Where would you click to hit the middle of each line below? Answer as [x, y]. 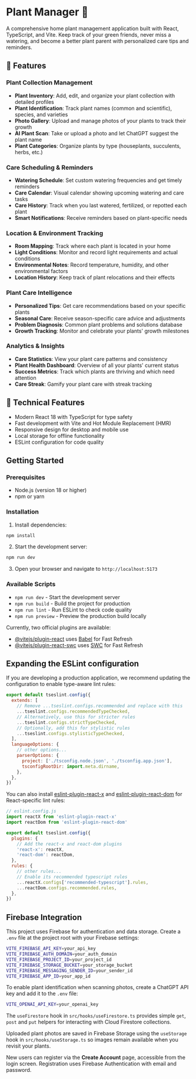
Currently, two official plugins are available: [59, 627]
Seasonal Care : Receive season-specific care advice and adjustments [100, 318]
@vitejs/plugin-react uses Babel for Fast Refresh [74, 639]
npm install [21, 535]
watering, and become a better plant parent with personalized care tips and [98, 41]
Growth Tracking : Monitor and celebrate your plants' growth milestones [102, 331]
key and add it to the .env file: [42, 994]
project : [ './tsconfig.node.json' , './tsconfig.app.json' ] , [97, 761]
